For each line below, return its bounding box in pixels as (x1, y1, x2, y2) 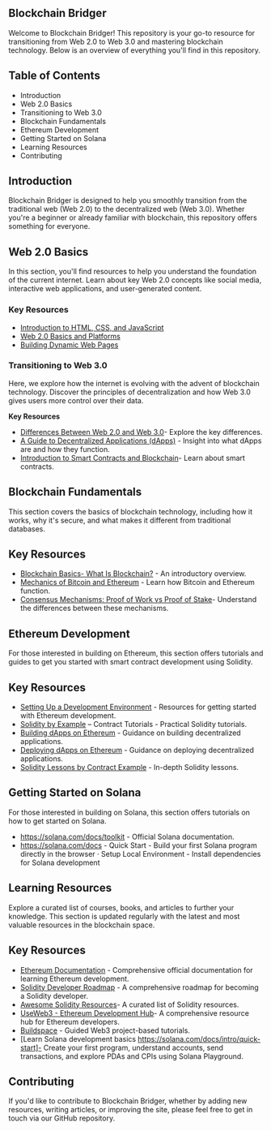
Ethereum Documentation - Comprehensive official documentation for (19, 965, 253, 974)
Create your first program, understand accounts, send (43, 1043, 224, 1052)
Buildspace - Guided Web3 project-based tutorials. (19, 1026, 190, 1035)
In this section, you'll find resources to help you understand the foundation (8, 267, 257, 277)
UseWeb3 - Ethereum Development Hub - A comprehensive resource (19, 1008, 249, 1017)
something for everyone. (8, 221, 91, 231)
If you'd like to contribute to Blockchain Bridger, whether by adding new (8, 1096, 248, 1106)
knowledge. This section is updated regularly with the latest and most (8, 911, 240, 921)
